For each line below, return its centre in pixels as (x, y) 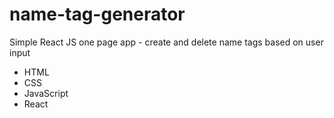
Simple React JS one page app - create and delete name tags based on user (166, 42)
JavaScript (46, 93)
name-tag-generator (97, 14)
